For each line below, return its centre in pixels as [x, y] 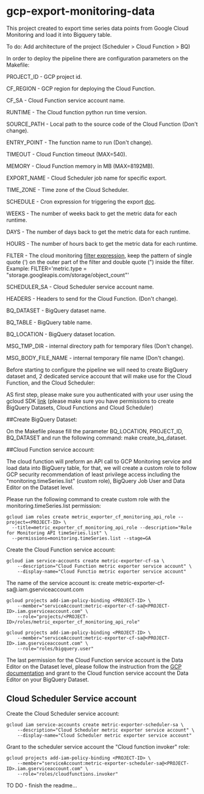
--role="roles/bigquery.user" [56, 649]
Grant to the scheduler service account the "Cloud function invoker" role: [98, 746]
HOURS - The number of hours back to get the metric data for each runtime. [102, 243]
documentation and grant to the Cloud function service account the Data [97, 673]
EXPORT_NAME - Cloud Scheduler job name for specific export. [86, 178]
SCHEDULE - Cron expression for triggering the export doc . [81, 201]
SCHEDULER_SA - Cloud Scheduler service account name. [80, 287]
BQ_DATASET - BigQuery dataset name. [56, 311]
